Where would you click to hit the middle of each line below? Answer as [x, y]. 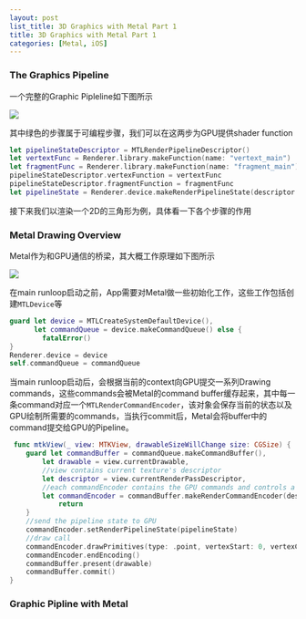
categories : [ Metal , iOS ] [58, 43]
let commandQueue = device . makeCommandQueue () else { [138, 329]
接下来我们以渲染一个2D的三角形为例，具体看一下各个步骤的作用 [131, 211]
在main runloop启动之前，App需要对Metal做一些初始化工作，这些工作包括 [148, 293]
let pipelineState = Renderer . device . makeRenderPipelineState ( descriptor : [154, 192]
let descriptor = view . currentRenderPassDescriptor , [144, 479]
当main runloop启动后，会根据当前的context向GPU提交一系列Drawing [140, 382]
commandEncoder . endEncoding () [83, 555]
